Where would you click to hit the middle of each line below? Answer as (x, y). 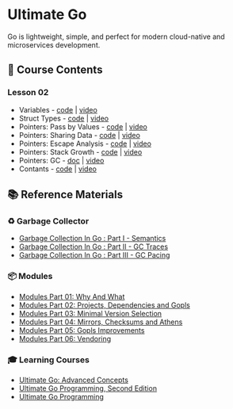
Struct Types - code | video (63, 118)
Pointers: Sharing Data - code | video (79, 135)
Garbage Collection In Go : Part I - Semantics (92, 239)
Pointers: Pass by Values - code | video (83, 126)
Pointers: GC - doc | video (61, 160)
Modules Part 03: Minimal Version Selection (90, 313)
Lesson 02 (28, 93)
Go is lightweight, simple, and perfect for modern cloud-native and (116, 36)
